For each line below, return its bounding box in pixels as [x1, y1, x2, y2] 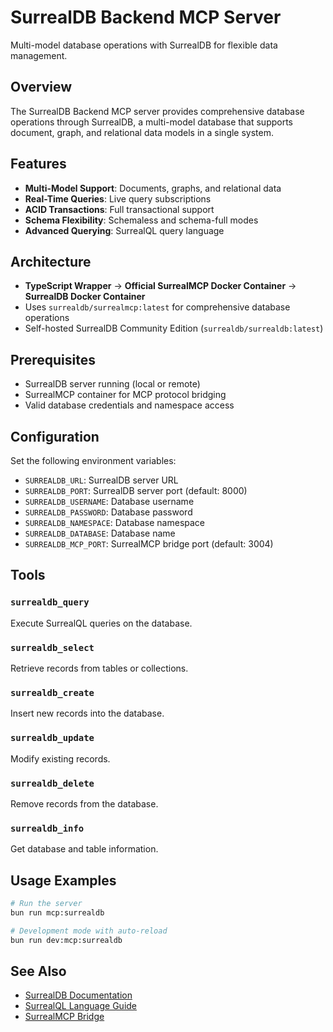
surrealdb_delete [10, 777, 95, 789]
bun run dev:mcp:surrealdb [10, 935, 123, 945]
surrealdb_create [10, 687, 95, 698]
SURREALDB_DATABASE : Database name [24, 527, 176, 539]
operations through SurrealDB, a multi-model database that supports [10, 116, 294, 128]
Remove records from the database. [10, 797, 159, 810]
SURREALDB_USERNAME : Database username [24, 496, 195, 507]
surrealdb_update [10, 732, 95, 744]
